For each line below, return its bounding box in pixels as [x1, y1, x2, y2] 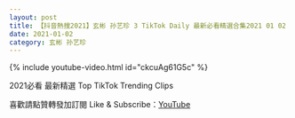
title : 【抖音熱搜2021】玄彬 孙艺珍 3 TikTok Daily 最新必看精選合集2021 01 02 [9, 21, 286, 30]
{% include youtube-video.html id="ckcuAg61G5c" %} [9, 62, 209, 73]
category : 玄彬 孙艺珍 [9, 37, 87, 47]
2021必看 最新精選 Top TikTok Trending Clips [9, 81, 174, 91]
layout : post [9, 12, 58, 22]
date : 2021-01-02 [9, 29, 74, 38]
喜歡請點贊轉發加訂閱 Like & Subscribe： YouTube [9, 99, 191, 110]
